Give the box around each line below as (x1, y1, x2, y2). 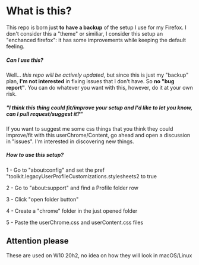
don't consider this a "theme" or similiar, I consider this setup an (6, 30, 163, 37)
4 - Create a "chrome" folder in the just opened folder (6, 207, 138, 214)
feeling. (6, 43, 25, 50)
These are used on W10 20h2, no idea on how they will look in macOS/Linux (6, 251, 192, 259)
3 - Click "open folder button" (6, 195, 79, 203)
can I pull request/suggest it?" (6, 110, 83, 117)
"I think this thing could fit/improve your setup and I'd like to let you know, (6, 104, 193, 111)
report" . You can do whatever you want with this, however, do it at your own (6, 84, 193, 91)
